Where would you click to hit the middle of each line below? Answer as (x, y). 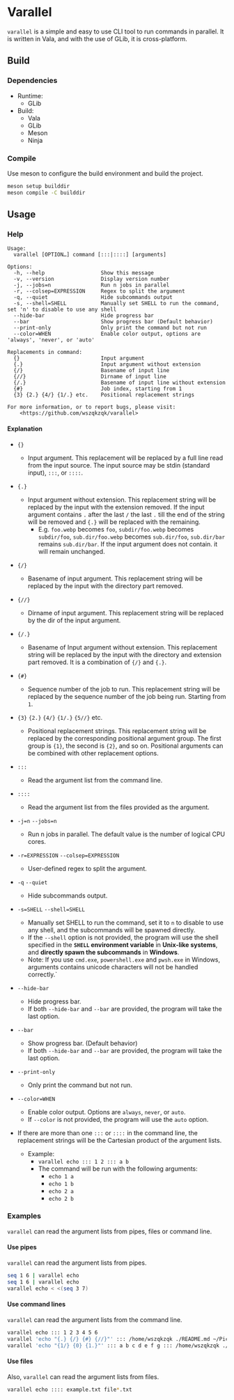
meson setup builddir (39, 186)
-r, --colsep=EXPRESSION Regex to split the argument (100, 291)
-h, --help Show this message (84, 273)
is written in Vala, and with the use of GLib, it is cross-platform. (97, 38)
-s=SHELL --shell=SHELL (51, 909)
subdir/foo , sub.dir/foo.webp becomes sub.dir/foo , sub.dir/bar (131, 537)
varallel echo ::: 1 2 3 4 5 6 (53, 1332)
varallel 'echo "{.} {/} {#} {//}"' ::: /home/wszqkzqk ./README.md (109, 1339)
